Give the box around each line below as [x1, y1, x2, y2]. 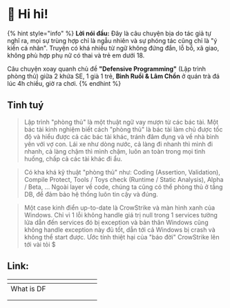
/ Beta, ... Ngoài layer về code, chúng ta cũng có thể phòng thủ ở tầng [23, 183, 223, 191]
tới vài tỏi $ [23, 240, 57, 248]
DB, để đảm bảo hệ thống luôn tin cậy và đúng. [23, 190, 159, 198]
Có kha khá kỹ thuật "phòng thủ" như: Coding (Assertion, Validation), [23, 167, 221, 176]
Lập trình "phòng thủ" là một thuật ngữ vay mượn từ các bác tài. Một [23, 118, 219, 126]
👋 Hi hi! [7, 6, 48, 22]
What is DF [10, 284, 46, 293]
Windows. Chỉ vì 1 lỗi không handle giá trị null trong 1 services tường [23, 210, 218, 219]
